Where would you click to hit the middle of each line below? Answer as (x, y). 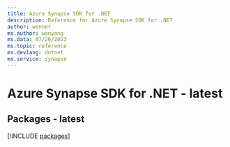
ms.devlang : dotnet (36, 53)
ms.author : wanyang (36, 33)
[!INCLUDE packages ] (39, 136)
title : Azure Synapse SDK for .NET (59, 14)
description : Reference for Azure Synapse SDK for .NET (90, 20)
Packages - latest (46, 119)
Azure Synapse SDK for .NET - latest (115, 93)
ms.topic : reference (37, 46)
